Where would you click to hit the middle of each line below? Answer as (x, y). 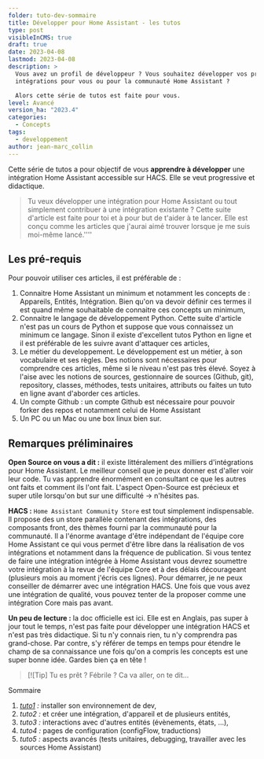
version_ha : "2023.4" (44, 110)
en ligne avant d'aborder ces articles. (80, 393)
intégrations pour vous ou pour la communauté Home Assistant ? (123, 81)
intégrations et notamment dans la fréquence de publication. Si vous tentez (130, 553)
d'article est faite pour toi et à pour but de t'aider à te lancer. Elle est (137, 218)
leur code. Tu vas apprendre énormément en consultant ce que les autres (127, 479)
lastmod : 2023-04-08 (42, 60)
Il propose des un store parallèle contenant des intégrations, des (112, 519)
